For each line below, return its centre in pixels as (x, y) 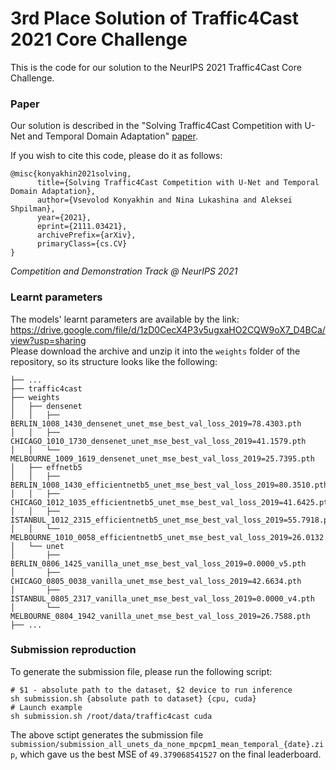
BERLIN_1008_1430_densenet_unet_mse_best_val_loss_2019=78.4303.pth (156, 423)
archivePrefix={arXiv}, (86, 235)
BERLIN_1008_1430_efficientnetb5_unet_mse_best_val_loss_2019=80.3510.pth (169, 485)
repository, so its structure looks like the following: (114, 361)
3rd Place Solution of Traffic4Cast (155, 18)
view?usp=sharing (48, 340)
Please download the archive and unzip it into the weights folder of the (155, 351)
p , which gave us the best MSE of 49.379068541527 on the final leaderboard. (166, 754)
